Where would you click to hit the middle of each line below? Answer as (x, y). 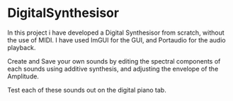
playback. (22, 47)
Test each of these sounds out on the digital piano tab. (87, 90)
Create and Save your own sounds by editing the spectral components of (114, 61)
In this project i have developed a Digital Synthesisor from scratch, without (116, 32)
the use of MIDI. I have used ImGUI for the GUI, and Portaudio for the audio (116, 40)
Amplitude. (23, 76)
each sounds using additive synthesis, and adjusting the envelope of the (113, 69)
